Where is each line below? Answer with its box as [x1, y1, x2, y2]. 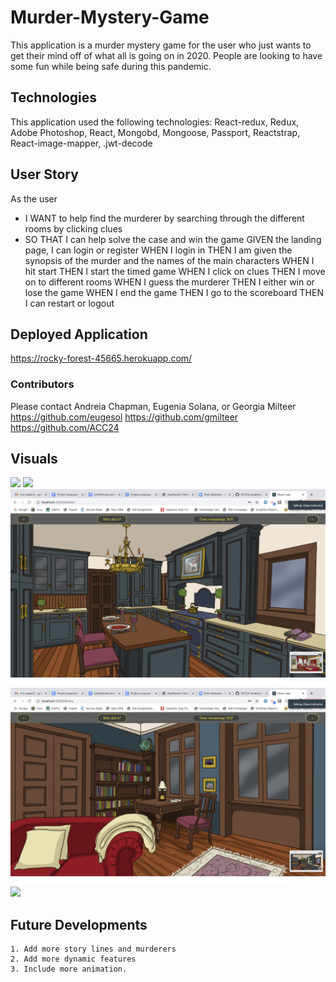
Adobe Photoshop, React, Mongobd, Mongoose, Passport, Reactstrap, [10, 126, 301, 138]
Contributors [10, 377, 75, 391]
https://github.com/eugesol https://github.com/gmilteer [10, 411, 239, 423]
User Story [10, 166, 79, 183]
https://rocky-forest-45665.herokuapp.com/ [10, 352, 193, 365]
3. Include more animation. [10, 964, 128, 975]
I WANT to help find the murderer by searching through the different [24, 212, 305, 224]
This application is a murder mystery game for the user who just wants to [10, 39, 312, 51]
